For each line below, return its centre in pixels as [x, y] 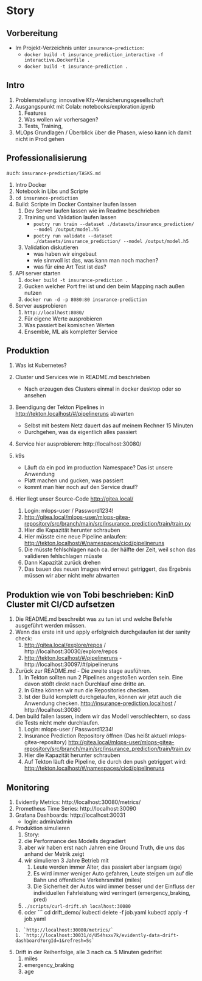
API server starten [38, 273]
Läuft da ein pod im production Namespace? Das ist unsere [99, 468]
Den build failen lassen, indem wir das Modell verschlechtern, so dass [103, 716]
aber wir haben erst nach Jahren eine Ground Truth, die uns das [105, 848]
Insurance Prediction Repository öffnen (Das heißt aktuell [96, 736]
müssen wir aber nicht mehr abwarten [72, 576]
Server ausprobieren [41, 305]
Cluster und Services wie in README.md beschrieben [82, 377]
